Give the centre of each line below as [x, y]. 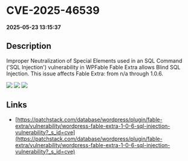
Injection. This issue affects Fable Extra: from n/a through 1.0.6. [85, 74]
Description [29, 46]
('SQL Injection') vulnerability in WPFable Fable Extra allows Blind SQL [93, 67]
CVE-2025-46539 [53, 11]
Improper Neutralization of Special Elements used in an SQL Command [94, 60]
